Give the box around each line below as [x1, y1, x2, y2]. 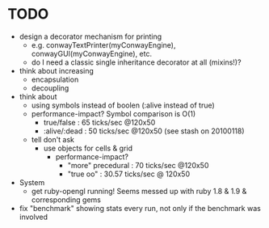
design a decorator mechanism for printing [19, 32, 162, 41]
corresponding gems [31, 195, 102, 205]
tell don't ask [31, 134, 74, 144]
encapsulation [31, 74, 79, 84]
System [19, 177, 45, 187]
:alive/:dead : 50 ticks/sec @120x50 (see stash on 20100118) [43, 126, 245, 136]
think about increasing [19, 65, 95, 75]
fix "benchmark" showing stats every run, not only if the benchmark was [19, 203, 262, 213]
